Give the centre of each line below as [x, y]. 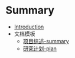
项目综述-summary [46, 41]
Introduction [29, 27]
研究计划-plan [40, 49]
